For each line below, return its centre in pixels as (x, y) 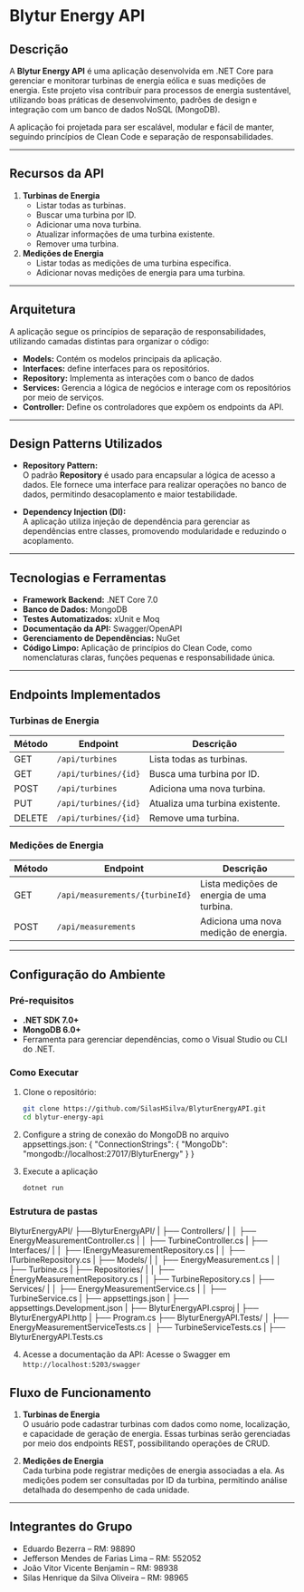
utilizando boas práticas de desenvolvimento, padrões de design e (133, 100)
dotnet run (43, 1188)
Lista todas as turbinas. (198, 759)
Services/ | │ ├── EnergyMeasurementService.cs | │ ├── (118, 1289)
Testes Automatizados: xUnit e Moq (91, 619)
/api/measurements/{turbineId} (124, 895)
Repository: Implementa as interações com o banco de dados (138, 378)
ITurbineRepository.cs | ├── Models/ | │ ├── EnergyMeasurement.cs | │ (146, 1260)
